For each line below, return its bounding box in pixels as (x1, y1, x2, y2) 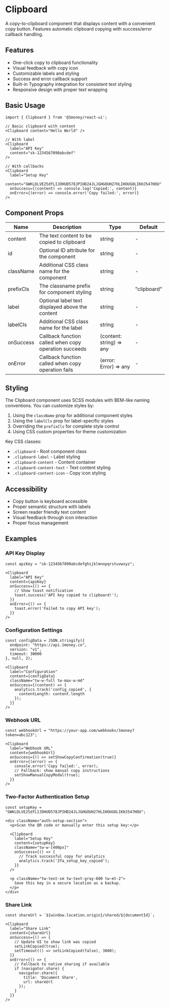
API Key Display (5, 550, 45, 557)
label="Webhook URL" (10, 746, 53, 751)
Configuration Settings (5, 627, 63, 634)
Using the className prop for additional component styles (12, 412, 133, 419)
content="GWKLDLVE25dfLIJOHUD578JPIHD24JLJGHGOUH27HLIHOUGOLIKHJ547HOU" (5, 182, 162, 187)
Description (53, 224, 82, 231)
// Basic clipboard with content (5, 124, 76, 129)
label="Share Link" (10, 926, 51, 931)
